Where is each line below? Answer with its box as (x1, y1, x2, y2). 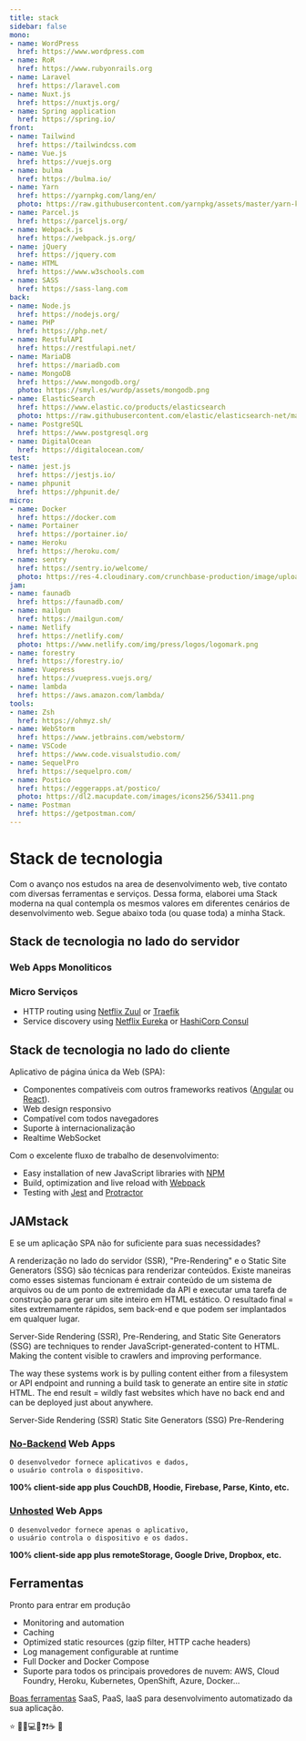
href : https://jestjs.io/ (17, 471, 117, 480)
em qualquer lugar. (9, 1313, 80, 1325)
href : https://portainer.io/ (17, 530, 128, 539)
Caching (22, 1627, 55, 1638)
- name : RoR (9, 56, 55, 65)
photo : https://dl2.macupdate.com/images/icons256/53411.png (17, 792, 255, 801)
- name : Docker (9, 504, 67, 514)
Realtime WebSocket (22, 1133, 101, 1144)
